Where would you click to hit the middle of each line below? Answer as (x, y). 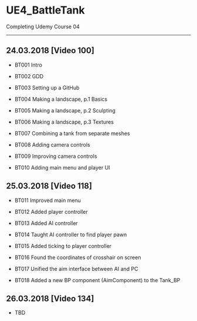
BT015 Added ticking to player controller (63, 246)
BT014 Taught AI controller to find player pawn (71, 234)
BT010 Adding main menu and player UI (62, 167)
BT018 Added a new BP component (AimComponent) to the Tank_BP (97, 280)
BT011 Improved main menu (47, 200)
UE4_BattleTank (45, 10)
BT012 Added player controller (51, 211)
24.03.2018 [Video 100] (50, 51)
